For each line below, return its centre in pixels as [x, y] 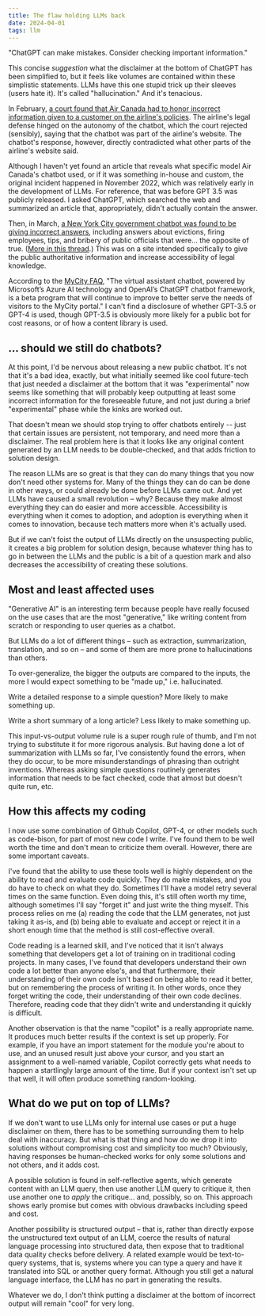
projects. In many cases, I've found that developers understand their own [127, 962]
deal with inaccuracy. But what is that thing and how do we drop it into [123, 1139]
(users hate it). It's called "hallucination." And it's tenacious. [106, 93]
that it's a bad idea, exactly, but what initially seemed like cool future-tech [129, 376]
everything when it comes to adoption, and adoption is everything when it [128, 516]
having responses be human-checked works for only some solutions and [127, 1156]
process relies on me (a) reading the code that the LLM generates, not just [129, 913]
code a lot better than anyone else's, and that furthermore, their [112, 971]
